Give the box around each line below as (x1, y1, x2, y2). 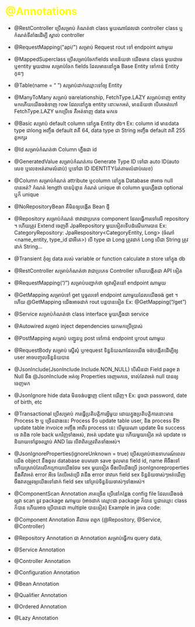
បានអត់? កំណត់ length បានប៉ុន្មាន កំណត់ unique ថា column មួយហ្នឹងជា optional (13, 184, 183, 191)
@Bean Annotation (13, 580, 60, 587)
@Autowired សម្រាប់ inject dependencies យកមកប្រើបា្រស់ (13, 322, 143, 330)
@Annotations (5, 5, 78, 18)
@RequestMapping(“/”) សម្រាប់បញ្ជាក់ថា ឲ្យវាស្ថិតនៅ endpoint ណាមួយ (13, 279, 166, 286)
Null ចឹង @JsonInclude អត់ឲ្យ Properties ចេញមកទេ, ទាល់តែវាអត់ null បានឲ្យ (13, 372, 179, 379)
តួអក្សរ (13, 134, 27, 141)
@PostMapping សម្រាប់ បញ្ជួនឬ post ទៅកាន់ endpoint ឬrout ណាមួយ (13, 334, 165, 341)
